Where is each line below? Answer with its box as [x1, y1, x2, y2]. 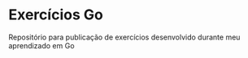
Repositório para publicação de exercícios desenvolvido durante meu [8, 32, 241, 42]
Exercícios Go [8, 6, 103, 24]
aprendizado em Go [8, 40, 75, 50]
